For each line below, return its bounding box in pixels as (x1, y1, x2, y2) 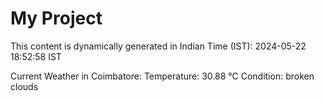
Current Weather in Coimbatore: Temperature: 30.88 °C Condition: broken (10, 70, 315, 82)
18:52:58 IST (10, 50, 62, 62)
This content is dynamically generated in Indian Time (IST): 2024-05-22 (10, 40, 307, 52)
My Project (10, 7, 103, 30)
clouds (10, 80, 39, 92)
